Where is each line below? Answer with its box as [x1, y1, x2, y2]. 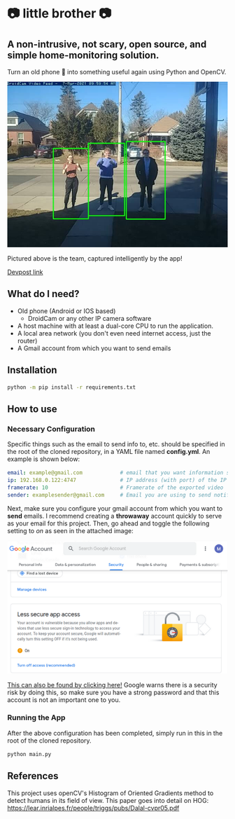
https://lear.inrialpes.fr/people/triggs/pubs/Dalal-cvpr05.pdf [7, 804, 180, 812]
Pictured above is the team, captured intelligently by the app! [7, 254, 183, 263]
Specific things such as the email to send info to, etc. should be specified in [7, 440, 225, 448]
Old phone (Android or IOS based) [17, 306, 116, 315]
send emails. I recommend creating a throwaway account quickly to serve [7, 511, 222, 520]
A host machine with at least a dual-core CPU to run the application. [17, 322, 213, 330]
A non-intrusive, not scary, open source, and [7, 38, 207, 50]
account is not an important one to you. [7, 695, 121, 704]
